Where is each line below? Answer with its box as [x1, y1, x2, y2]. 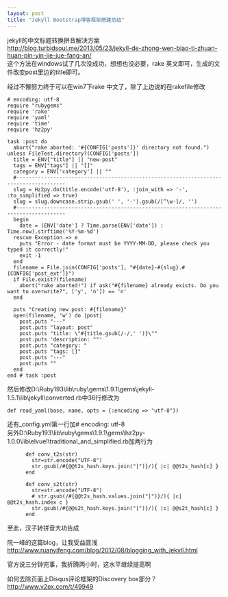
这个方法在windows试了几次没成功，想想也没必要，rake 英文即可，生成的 [7, 59, 214, 67]
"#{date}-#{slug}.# [129, 264, 186, 271]
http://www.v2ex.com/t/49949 [7, 582, 94, 590]
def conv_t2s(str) [25, 450, 78, 458]
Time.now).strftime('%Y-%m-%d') [7, 228, 99, 235]
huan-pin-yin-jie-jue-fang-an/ [7, 51, 92, 59]
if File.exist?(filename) [13, 276, 88, 283]
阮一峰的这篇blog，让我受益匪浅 [7, 538, 98, 546]
